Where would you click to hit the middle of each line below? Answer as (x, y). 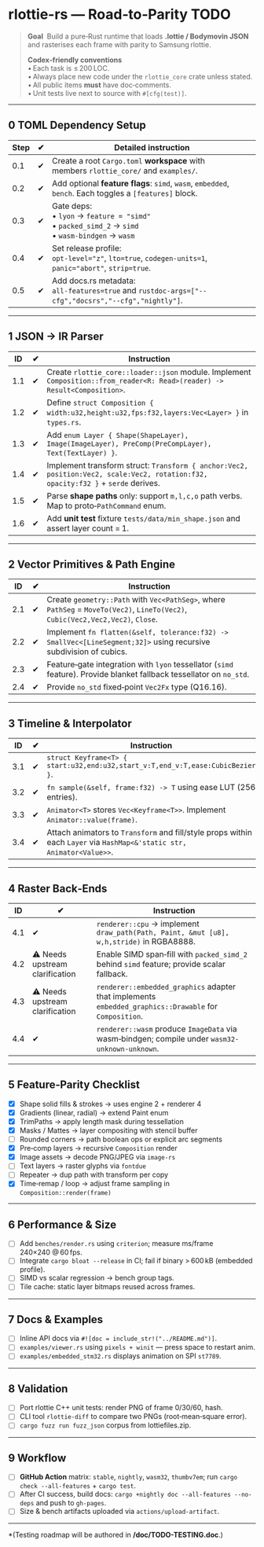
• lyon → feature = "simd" (102, 215)
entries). (62, 797)
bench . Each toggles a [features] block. (125, 193)
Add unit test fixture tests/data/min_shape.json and (144, 518)
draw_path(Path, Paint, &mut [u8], (163, 933)
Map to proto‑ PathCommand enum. (106, 505)
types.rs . (64, 422)
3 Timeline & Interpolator (70, 724)
